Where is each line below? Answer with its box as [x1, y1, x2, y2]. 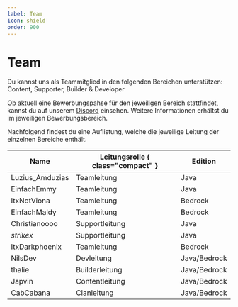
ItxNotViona [11, 196, 51, 206]
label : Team [7, 10, 42, 18]
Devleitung [75, 253, 112, 263]
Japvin [11, 277, 33, 286]
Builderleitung [75, 265, 123, 275]
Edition [191, 157, 216, 167]
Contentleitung [75, 277, 125, 286]
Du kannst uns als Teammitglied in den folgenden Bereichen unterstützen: [7, 77, 223, 86]
